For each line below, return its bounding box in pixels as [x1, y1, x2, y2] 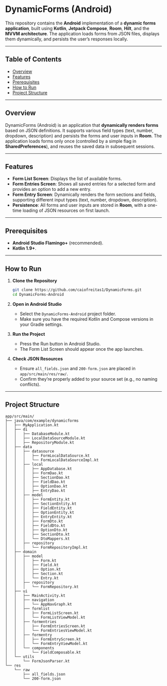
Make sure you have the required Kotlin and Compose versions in [19, 316, 154, 322]
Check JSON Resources [12, 356, 63, 362]
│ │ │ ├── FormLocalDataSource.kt [5, 453, 90, 458]
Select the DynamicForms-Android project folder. [19, 311, 116, 317]
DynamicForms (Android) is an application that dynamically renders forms [5, 122, 159, 128]
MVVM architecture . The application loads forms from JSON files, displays [5, 30, 160, 36]
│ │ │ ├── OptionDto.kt [5, 527, 68, 533]
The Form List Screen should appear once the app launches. [19, 346, 144, 352]
